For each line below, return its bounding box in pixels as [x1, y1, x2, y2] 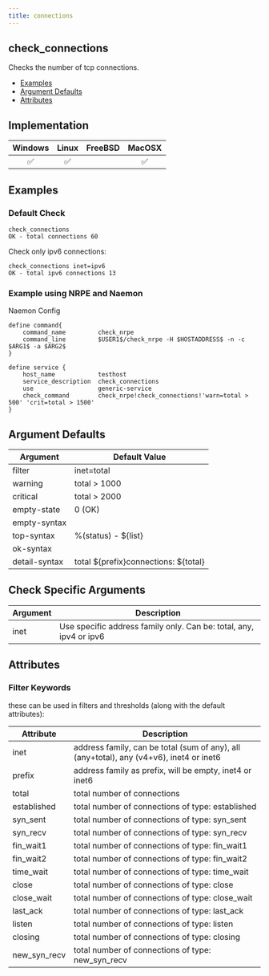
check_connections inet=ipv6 [8, 262, 106, 270]
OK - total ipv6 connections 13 [8, 269, 116, 277]
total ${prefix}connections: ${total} [74, 556, 206, 567]
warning [12, 478, 43, 490]
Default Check [8, 207, 66, 218]
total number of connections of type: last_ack [73, 905, 244, 916]
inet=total [74, 465, 110, 476]
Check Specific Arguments [8, 584, 146, 597]
